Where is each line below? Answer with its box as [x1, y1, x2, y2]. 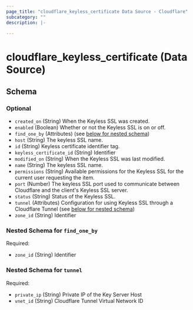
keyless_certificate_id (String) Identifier [14, 149, 116, 156]
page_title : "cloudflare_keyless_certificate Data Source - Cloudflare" [6, 8, 188, 15]
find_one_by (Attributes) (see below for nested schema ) [14, 130, 150, 138]
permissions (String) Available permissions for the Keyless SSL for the [14, 168, 184, 175]
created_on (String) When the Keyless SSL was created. [14, 118, 150, 125]
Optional [6, 104, 31, 112]
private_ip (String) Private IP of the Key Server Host [14, 291, 142, 298]
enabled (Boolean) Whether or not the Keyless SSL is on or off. [14, 124, 166, 131]
